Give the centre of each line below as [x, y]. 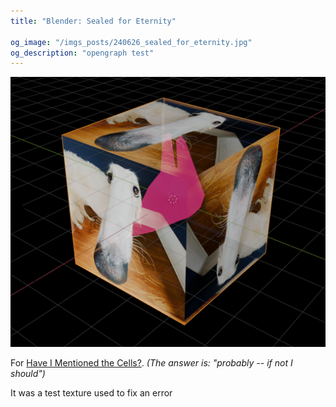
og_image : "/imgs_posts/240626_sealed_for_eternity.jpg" [131, 42]
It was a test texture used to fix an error [91, 393]
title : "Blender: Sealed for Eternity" [93, 21]
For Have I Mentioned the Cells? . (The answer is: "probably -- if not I [151, 363]
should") [28, 374]
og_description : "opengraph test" [82, 53]
